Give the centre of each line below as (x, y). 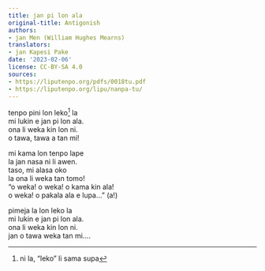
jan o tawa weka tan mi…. (49, 236)
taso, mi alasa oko (37, 170)
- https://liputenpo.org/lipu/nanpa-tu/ (76, 89)
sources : (22, 74)
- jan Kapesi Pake (38, 52)
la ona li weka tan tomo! (47, 179)
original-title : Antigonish (54, 23)
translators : (30, 45)
